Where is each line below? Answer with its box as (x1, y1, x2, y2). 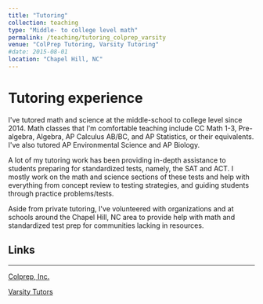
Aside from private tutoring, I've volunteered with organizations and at (8, 203, 234, 213)
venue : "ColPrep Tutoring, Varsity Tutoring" (8, 41, 159, 49)
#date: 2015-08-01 (8, 48, 68, 56)
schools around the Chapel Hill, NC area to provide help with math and (8, 212, 236, 222)
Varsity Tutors (8, 287, 53, 296)
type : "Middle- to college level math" (8, 26, 139, 34)
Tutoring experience (8, 90, 143, 107)
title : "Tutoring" (8, 11, 68, 20)
